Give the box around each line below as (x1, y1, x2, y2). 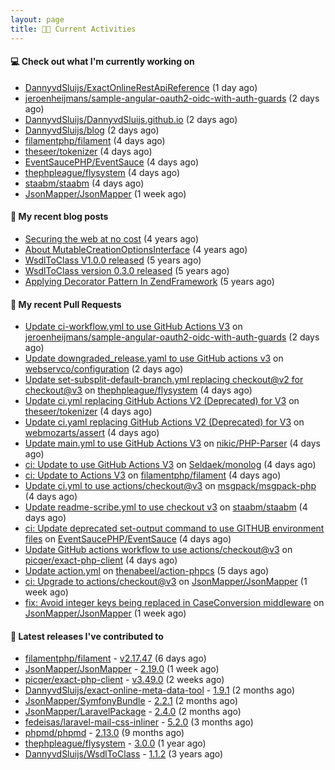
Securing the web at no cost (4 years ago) (24, 232, 200, 245)
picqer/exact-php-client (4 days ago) (24, 554, 178, 566)
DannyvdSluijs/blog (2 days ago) (24, 124, 160, 136)
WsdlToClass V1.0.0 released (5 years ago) (24, 254, 202, 266)
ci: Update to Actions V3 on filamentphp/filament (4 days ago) (24, 469, 282, 481)
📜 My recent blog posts (10, 211, 109, 223)
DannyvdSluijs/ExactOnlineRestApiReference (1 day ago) (24, 81, 258, 93)
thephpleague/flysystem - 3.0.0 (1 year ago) (24, 737, 207, 750)
